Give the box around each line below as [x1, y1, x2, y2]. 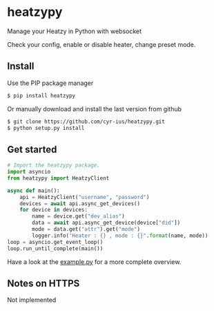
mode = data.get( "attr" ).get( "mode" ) [32, 226, 140, 233]
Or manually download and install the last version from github [7, 104, 182, 113]
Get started [7, 143, 57, 155]
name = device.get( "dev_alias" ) [32, 213, 126, 220]
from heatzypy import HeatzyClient [7, 174, 110, 182]
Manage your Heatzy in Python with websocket [7, 27, 142, 35]
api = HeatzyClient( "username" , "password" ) [19, 194, 150, 200]
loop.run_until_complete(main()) [7, 245, 104, 252]
